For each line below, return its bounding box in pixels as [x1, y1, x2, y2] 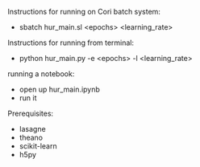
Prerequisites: [7, 108, 54, 118]
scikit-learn [19, 141, 57, 151]
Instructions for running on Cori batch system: [7, 7, 160, 16]
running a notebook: [7, 69, 75, 79]
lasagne [19, 124, 46, 133]
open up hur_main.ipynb [19, 84, 100, 94]
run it [19, 93, 37, 103]
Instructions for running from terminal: [7, 38, 135, 47]
